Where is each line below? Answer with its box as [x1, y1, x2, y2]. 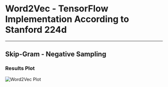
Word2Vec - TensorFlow [5, 3, 108, 14]
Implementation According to [5, 13, 129, 25]
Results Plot [5, 65, 35, 72]
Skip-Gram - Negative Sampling [5, 50, 106, 59]
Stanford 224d [5, 24, 67, 35]
